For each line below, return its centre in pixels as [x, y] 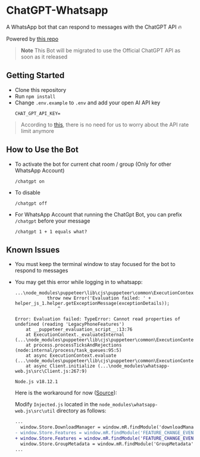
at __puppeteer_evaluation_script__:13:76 [79, 330]
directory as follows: [81, 411]
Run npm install [35, 96]
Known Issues [33, 250]
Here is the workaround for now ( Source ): [66, 393]
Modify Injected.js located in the [56, 404]
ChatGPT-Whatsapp [57, 10]
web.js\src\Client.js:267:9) [51, 371]
